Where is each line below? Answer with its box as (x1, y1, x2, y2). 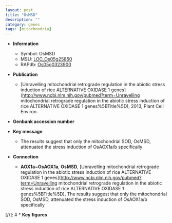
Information (12, 40, 39, 47)
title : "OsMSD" (5, 12, 38, 17)
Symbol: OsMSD (20, 51, 55, 57)
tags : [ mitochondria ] (5, 27, 52, 32)
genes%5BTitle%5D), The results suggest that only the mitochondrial (20, 191, 167, 197)
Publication (12, 71, 38, 77)
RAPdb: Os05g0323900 (20, 62, 72, 68)
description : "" (5, 17, 40, 22)
